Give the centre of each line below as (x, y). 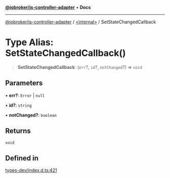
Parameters (24, 83)
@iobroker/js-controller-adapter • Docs (48, 7)
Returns (18, 131)
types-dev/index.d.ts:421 (31, 170)
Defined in (22, 158)
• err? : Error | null (25, 95)
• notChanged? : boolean (31, 115)
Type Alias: (30, 42)
